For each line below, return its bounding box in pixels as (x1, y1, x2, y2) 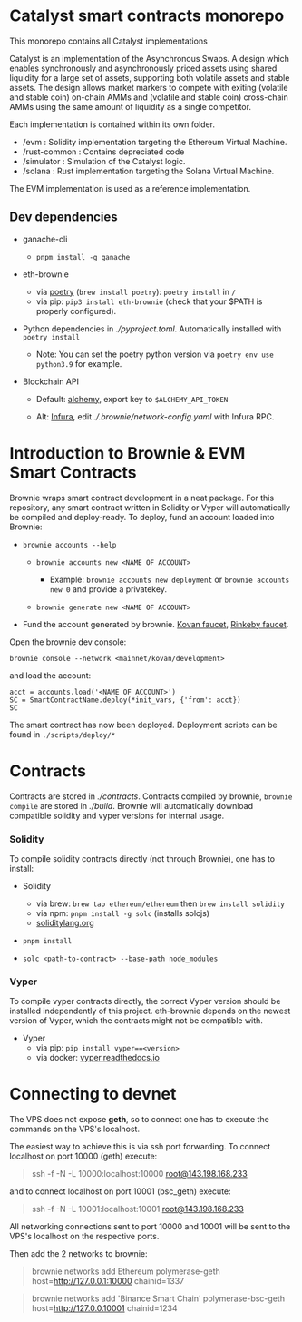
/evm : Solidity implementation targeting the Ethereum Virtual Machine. (22, 136, 287, 147)
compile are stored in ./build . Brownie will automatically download (9, 800, 254, 811)
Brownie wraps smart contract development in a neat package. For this (9, 492, 275, 503)
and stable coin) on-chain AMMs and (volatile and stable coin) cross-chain (9, 92, 288, 103)
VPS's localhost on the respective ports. (9, 1231, 160, 1242)
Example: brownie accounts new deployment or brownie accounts (49, 574, 290, 585)
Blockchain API (22, 376, 80, 387)
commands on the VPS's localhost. (9, 1123, 141, 1135)
